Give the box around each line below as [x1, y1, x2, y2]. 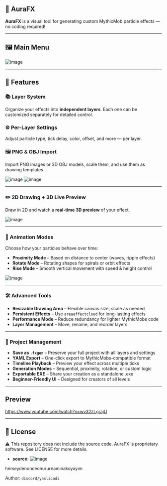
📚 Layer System [5, 93, 46, 100]
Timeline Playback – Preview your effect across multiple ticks [12, 361, 139, 366]
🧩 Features [5, 78, 39, 87]
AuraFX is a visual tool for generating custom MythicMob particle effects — [5, 18, 161, 24]
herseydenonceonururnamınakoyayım [5, 465, 83, 471]
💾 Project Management [5, 338, 62, 345]
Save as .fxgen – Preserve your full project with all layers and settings [12, 350, 156, 356]
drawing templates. [5, 166, 45, 172]
